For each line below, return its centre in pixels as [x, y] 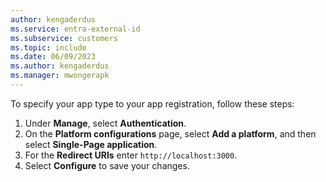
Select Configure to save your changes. [107, 165]
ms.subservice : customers [64, 38]
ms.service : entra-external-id [75, 29]
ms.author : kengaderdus [60, 66]
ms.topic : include [48, 47]
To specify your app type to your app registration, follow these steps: [152, 103]
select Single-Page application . [91, 144]
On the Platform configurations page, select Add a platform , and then [170, 133]
